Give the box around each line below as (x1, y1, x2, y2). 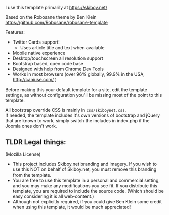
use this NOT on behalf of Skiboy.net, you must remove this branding (12, 166, 157, 173)
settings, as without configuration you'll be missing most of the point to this (5, 92, 162, 98)
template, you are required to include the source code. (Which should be (12, 188, 164, 194)
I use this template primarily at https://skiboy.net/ (5, 5, 108, 10)
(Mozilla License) (5, 151, 41, 157)
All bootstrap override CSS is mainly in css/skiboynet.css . (5, 107, 126, 113)
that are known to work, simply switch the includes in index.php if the (5, 118, 150, 123)
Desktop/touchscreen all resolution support (12, 55, 104, 61)
